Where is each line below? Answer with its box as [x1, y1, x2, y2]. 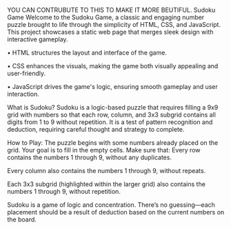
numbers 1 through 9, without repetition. [7, 188, 121, 195]
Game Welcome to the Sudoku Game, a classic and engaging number [7, 13, 205, 21]
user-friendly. [7, 69, 46, 77]
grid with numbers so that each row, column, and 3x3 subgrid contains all [7, 110, 216, 119]
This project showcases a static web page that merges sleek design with [7, 28, 214, 36]
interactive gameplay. [7, 35, 68, 43]
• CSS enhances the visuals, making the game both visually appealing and [7, 62, 219, 70]
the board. [7, 215, 37, 223]
